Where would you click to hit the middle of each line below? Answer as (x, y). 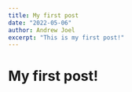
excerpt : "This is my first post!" (66, 37)
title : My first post (44, 15)
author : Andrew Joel (42, 30)
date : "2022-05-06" (40, 23)
